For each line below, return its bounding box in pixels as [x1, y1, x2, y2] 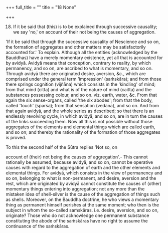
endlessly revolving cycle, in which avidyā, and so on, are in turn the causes [6, 113, 163, 119]
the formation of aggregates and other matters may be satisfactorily [6, 44, 146, 50]
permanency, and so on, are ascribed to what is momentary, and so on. [6, 65, 153, 71]
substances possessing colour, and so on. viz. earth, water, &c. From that [6, 92, 157, 98]
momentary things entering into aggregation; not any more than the [6, 186, 145, 192]
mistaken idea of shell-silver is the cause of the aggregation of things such [6, 191, 160, 197]
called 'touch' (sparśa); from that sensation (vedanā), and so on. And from [6, 103, 159, 108]
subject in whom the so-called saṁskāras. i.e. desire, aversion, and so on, [6, 207, 159, 213]
